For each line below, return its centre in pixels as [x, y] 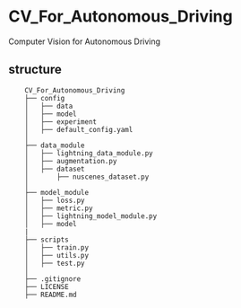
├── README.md [51, 295]
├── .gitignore [53, 279]
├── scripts [47, 240]
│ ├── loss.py [55, 200]
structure [35, 70]
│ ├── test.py [55, 263]
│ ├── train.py [57, 247]
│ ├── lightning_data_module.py [89, 153]
